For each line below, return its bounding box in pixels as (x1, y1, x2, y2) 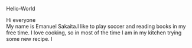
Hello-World (6, 5, 35, 12)
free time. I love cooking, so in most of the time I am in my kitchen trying (6, 29, 182, 36)
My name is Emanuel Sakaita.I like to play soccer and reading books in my (6, 23, 186, 30)
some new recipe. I (6, 36, 53, 42)
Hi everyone (6, 17, 36, 23)
